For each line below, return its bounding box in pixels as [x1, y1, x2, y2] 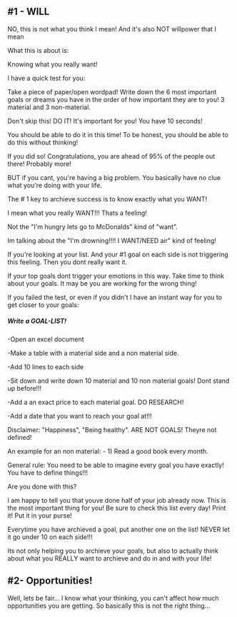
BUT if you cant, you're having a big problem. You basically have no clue [7, 173, 221, 181]
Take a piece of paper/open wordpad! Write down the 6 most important [7, 87, 217, 96]
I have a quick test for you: [7, 74, 86, 82]
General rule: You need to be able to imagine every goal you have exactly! [7, 461, 225, 469]
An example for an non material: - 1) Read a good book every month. [7, 446, 208, 456]
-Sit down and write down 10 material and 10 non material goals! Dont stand [7, 376, 230, 385]
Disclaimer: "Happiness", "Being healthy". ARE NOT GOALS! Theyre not [7, 425, 217, 434]
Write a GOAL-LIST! [7, 317, 67, 326]
